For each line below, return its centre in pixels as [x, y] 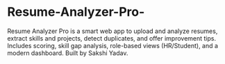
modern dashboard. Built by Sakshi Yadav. [68, 53]
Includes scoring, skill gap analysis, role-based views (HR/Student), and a [113, 45]
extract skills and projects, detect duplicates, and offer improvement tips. [112, 38]
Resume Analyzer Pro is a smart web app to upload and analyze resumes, [112, 31]
